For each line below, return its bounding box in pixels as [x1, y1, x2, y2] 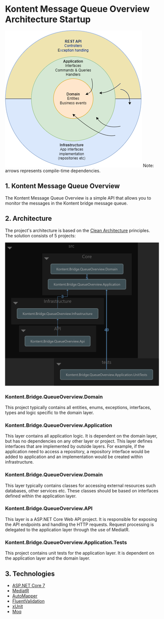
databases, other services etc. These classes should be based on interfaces [5, 488, 159, 493]
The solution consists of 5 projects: [5, 232, 76, 238]
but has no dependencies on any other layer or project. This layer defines [5, 438, 153, 444]
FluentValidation [12, 598, 45, 604]
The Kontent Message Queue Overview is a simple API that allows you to [5, 195, 151, 201]
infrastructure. [5, 459, 34, 465]
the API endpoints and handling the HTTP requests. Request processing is [5, 521, 154, 527]
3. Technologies [5, 569, 55, 578]
